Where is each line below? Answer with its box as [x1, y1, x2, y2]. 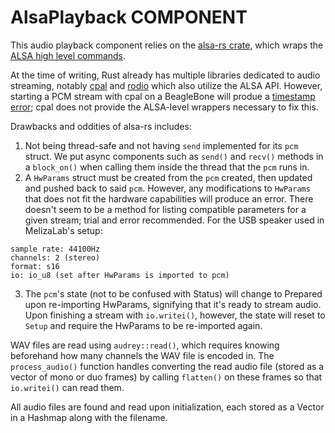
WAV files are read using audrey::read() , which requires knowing [10, 339, 280, 351]
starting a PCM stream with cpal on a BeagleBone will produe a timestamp [10, 90, 316, 102]
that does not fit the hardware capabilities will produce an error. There [24, 192, 314, 205]
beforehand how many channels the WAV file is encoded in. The [10, 349, 275, 361]
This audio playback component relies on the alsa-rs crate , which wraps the [10, 39, 324, 51]
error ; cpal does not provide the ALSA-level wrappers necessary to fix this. [10, 101, 319, 113]
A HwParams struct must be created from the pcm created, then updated [24, 171, 313, 183]
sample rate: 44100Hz [10, 244, 101, 254]
